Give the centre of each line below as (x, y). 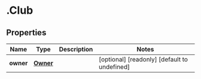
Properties (26, 33)
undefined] (114, 67)
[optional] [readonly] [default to (143, 59)
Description (76, 49)
